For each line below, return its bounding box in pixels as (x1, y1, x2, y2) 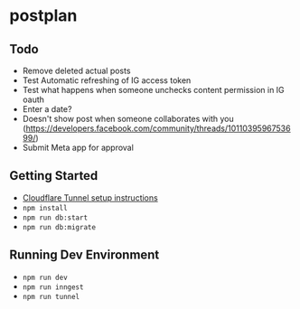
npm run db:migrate (22, 222, 97, 231)
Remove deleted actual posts (22, 65, 131, 76)
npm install (22, 203, 68, 212)
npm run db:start (22, 213, 89, 222)
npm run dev (22, 273, 68, 282)
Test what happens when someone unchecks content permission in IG (22, 85, 285, 95)
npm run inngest (22, 282, 84, 292)
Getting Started (9, 168, 98, 183)
